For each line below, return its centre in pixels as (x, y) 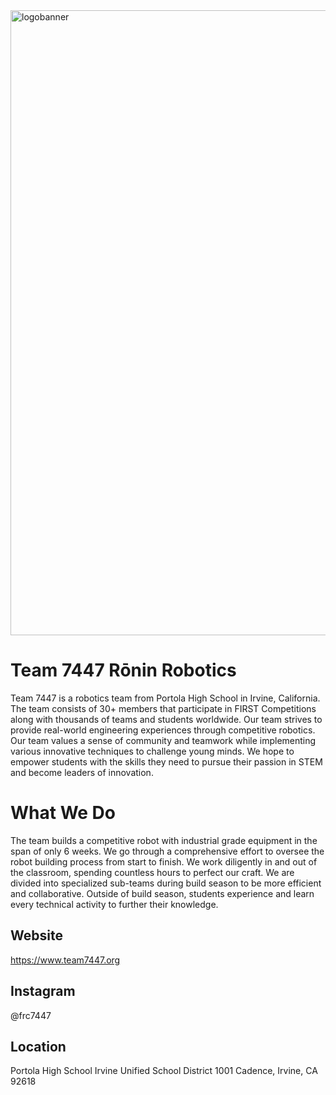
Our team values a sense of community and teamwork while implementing (163, 740)
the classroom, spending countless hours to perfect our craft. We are (152, 872)
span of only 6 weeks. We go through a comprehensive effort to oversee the (167, 851)
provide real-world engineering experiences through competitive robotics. (163, 730)
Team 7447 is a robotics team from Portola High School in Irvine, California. (165, 698)
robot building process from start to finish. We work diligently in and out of (164, 861)
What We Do (63, 813)
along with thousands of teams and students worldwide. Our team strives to (166, 719)
